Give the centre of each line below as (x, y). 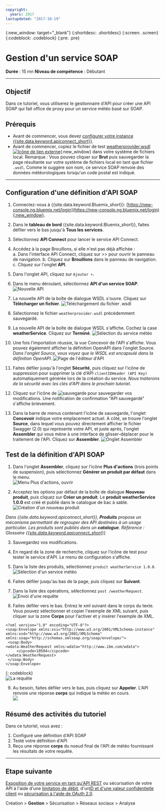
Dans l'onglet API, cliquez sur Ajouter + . (53, 274)
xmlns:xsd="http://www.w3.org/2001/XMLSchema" (54, 634)
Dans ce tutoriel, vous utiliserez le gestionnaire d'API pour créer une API (78, 103)
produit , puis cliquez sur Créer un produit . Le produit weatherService (84, 497)
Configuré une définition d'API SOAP (49, 736)
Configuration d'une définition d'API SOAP (72, 193)
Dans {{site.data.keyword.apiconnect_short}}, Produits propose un (73, 517)
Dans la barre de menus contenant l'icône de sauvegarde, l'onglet (79, 413)
